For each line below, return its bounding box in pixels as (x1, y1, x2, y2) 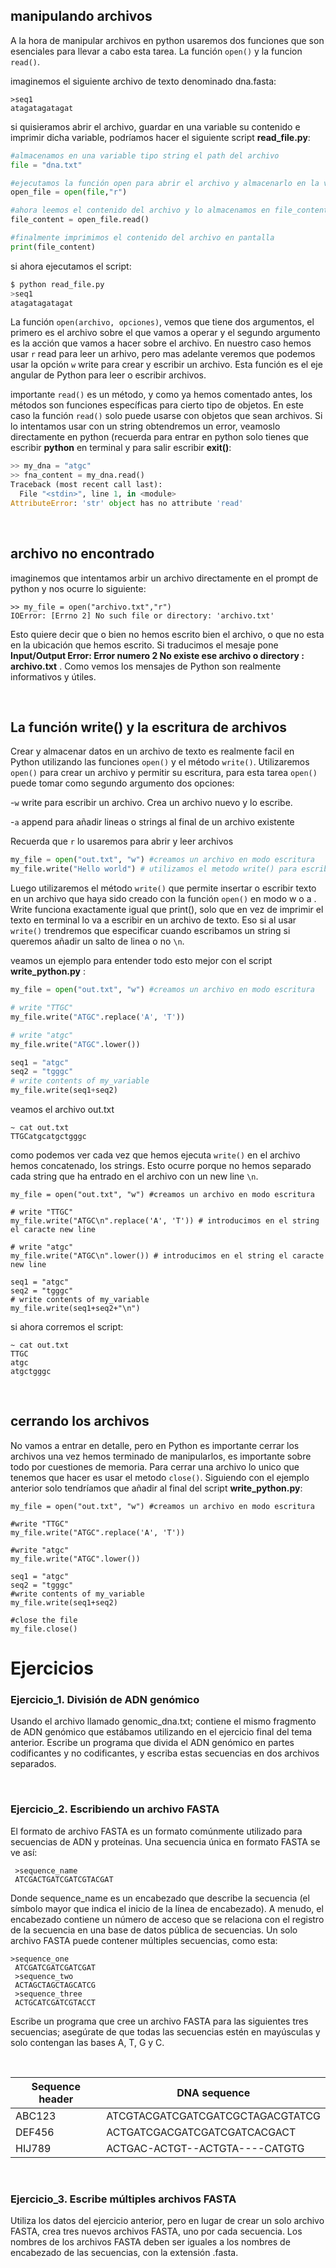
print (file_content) (10, 242, 97, 252)
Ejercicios (10, 1657, 94, 1680)
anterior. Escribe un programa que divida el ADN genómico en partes (10, 1737, 295, 1749)
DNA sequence (176, 2085, 251, 2099)
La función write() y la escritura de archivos (10, 719, 288, 736)
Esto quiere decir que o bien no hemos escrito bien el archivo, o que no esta (10, 628, 325, 640)
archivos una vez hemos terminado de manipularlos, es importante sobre (10, 1450, 312, 1462)
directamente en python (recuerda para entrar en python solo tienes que (10, 431, 309, 443)
